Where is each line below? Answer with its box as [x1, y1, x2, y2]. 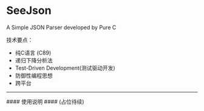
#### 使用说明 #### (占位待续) [6, 98, 84, 105]
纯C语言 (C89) [15, 49, 52, 56]
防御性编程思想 [15, 72, 53, 79]
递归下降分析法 [15, 56, 53, 64]
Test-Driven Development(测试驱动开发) [15, 64, 115, 72]
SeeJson [6, 4, 52, 18]
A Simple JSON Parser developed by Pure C [6, 24, 117, 31]
